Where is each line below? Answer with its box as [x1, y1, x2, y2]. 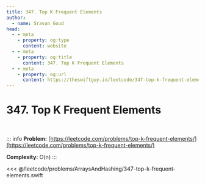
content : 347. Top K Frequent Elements [22, 60, 124, 66]
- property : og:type [17, 37, 70, 43]
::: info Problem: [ [6, 135, 51, 143]
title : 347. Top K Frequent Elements [6, 9, 103, 15]
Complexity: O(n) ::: [6, 154, 57, 161]
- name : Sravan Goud [12, 20, 64, 26]
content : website [22, 43, 67, 49]
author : [6, 15, 26, 21]
